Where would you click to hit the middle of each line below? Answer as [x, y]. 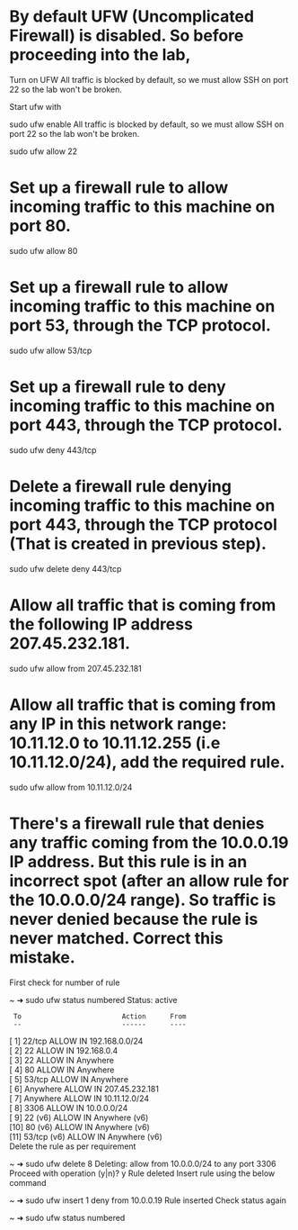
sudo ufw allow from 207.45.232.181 [75, 668]
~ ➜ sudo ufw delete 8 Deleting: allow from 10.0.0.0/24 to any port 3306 [143, 1163]
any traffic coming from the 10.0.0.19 [149, 842]
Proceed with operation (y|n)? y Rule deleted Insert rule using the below [142, 1173]
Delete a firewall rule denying [120, 486]
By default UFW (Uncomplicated [131, 17]
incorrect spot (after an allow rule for [149, 881]
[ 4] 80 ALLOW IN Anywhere [62, 1070]
